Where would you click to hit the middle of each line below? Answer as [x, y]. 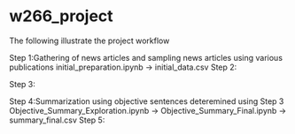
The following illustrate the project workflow [89, 41]
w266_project [61, 16]
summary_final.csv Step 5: [57, 120]
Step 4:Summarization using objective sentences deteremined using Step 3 [147, 101]
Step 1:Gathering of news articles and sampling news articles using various [146, 57]
